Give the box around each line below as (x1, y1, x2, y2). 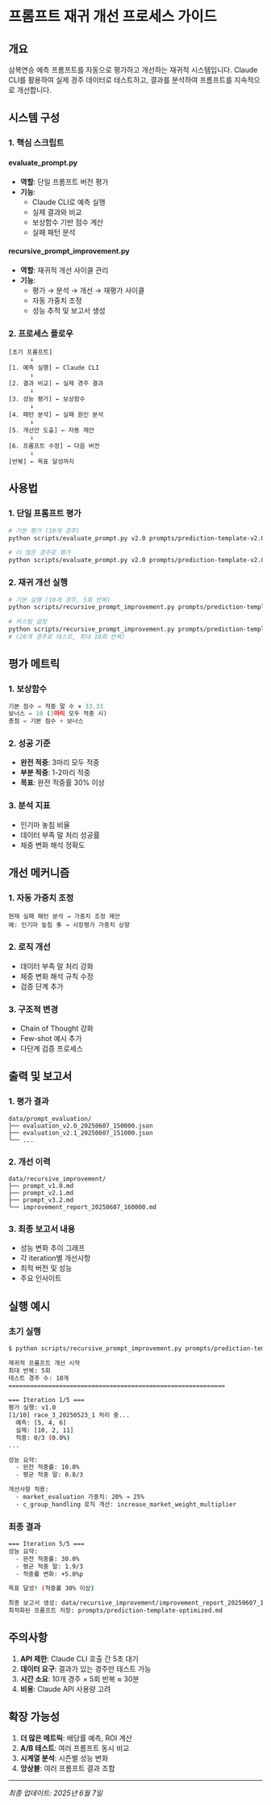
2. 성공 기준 (8, 738, 51, 749)
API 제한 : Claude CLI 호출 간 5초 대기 (19, 1653, 139, 1664)
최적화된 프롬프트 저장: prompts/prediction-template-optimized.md (8, 1606, 223, 1615)
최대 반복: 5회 (8, 1366, 51, 1375)
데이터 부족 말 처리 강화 (19, 961, 94, 971)
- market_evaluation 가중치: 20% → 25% (15, 1493, 145, 1501)
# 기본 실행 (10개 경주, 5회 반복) (8, 595, 111, 604)
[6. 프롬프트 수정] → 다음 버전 (8, 442, 100, 451)
